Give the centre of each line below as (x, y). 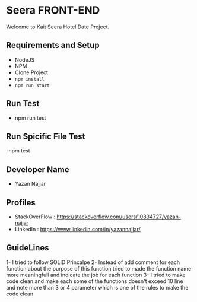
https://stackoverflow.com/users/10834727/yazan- (119, 217)
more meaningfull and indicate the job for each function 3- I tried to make (96, 275)
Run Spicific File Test (46, 136)
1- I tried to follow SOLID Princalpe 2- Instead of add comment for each (93, 262)
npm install (29, 79)
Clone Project (31, 72)
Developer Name (38, 169)
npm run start (32, 85)
